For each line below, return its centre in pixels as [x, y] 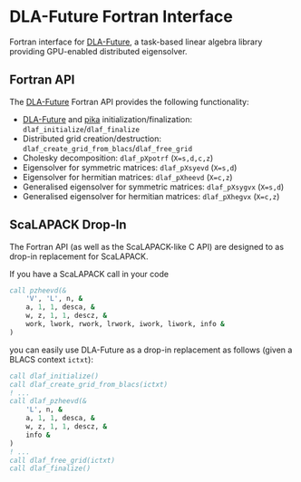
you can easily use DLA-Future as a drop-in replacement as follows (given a [151, 350]
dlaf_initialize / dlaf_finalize [81, 129]
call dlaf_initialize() [54, 376]
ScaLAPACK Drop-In [68, 225]
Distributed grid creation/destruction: [92, 139]
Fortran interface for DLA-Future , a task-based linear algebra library [136, 42]
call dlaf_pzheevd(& [49, 401]
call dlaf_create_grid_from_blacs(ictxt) [89, 384]
